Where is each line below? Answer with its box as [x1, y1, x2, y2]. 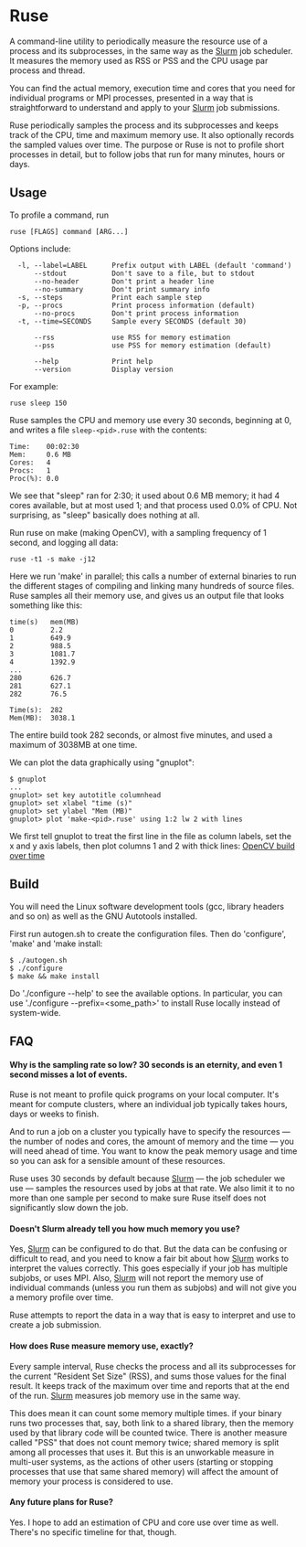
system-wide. [9, 1007, 61, 1018]
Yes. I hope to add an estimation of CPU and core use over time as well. [9, 1517, 279, 1528]
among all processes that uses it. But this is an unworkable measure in [9, 1446, 275, 1457]
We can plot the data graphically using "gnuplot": [9, 756, 195, 768]
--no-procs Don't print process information [33, 308, 239, 318]
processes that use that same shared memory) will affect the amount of [9, 1466, 279, 1477]
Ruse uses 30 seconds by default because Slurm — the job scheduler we [9, 1173, 286, 1184]
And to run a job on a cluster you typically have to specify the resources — [9, 1126, 290, 1137]
